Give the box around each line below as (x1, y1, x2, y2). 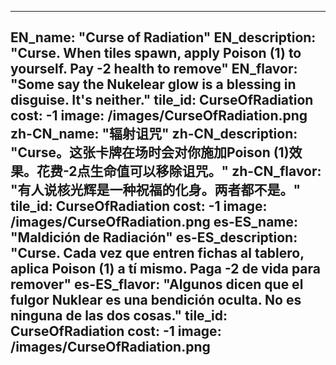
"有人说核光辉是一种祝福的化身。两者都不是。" (10, 182, 302, 199)
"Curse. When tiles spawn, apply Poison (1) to (10, 45, 302, 62)
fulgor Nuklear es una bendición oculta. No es (10, 292, 302, 309)
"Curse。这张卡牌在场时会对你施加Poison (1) (10, 144, 290, 161)
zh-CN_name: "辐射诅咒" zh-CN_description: (10, 126, 298, 143)
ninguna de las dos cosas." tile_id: (10, 307, 228, 325)
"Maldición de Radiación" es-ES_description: (10, 229, 298, 246)
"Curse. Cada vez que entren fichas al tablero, (10, 245, 305, 262)
